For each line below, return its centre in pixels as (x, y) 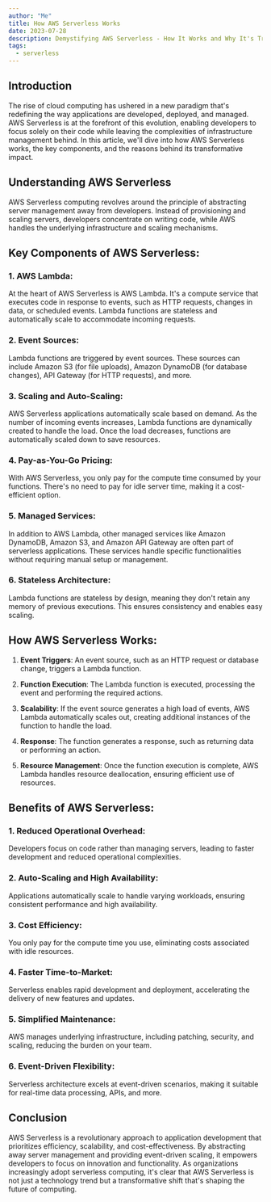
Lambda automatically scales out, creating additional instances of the (135, 717)
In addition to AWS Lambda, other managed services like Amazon (117, 533)
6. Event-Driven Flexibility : (62, 1066)
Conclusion (38, 1118)
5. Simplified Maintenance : (62, 1019)
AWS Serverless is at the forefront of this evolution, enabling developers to (132, 123)
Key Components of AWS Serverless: (104, 253)
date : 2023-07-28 (38, 31)
